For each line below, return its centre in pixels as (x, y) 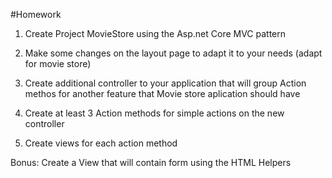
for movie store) (58, 63)
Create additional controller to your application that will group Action (165, 83)
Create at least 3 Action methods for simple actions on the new (154, 113)
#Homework (36, 14)
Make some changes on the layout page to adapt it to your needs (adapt (173, 53)
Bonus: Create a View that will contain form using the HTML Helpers (151, 162)
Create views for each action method (101, 143)
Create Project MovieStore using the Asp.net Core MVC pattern (155, 33)
